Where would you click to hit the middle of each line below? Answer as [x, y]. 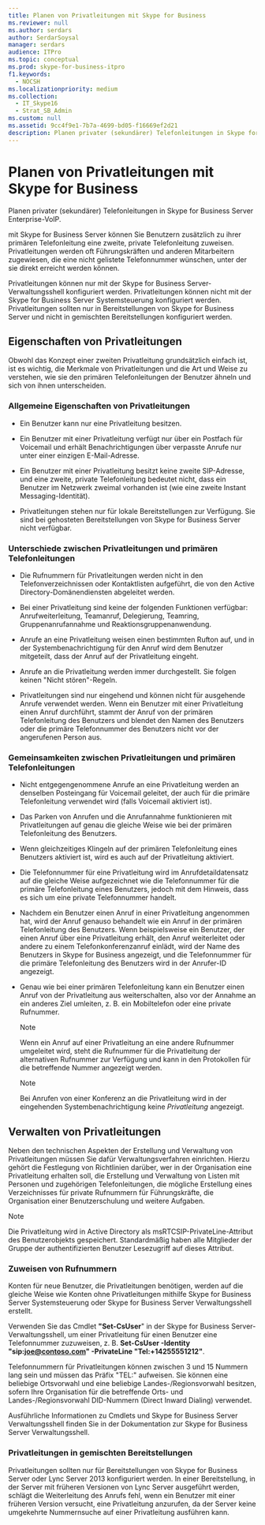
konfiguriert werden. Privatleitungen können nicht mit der [159, 291]
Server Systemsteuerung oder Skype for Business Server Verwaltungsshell [130, 1302]
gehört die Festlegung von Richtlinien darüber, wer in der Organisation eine [130, 1167]
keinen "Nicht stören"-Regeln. [68, 680]
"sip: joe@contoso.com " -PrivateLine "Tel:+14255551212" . [106, 1351]
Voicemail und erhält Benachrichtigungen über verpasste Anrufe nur [131, 447]
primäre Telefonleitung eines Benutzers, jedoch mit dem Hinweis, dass [134, 890]
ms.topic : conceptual [44, 60]
